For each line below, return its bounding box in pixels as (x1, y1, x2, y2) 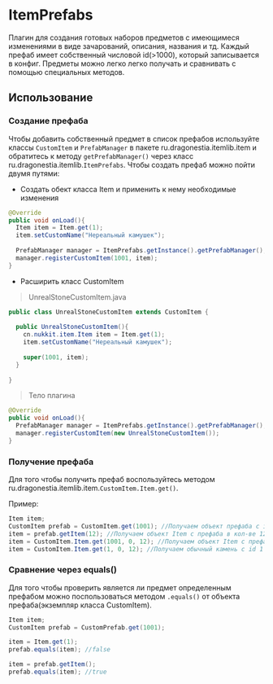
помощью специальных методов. (8, 67, 125, 77)
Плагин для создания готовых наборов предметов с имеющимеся (8, 33, 240, 42)
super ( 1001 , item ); (23, 353, 89, 362)
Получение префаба (8, 456, 94, 467)
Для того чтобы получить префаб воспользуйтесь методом (8, 475, 215, 484)
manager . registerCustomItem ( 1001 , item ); (15, 254, 158, 262)
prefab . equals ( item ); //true (8, 668, 107, 677)
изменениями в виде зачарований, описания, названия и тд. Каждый (8, 41, 249, 50)
